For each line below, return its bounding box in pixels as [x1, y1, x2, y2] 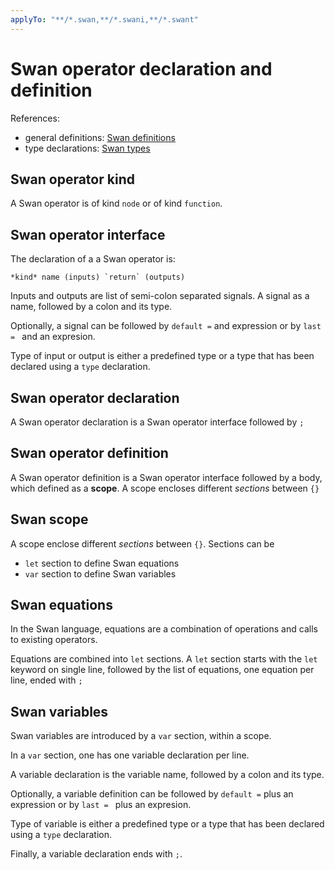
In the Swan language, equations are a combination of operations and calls [10, 623, 318, 635]
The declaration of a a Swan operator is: [10, 253, 176, 265]
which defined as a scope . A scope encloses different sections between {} [10, 482, 320, 494]
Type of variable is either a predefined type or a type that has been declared [10, 818, 325, 830]
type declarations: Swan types [24, 142, 151, 154]
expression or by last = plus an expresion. [10, 799, 192, 811]
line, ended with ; [10, 674, 83, 686]
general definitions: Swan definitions [24, 131, 176, 143]
